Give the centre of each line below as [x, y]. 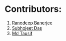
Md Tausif [22, 33]
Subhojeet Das [27, 28]
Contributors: [33, 9]
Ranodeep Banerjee [32, 23]
